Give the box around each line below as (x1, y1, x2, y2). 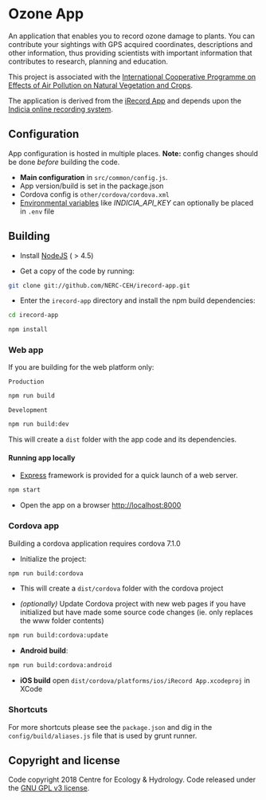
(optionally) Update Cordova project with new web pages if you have (19, 599, 246, 609)
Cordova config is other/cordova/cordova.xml (19, 189, 170, 199)
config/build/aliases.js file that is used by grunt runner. (8, 731, 198, 740)
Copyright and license (8, 754, 121, 767)
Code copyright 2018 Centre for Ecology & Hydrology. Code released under (8, 775, 256, 785)
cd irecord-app (8, 312, 59, 320)
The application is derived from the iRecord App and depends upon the (8, 96, 241, 105)
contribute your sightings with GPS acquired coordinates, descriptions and (8, 39, 253, 49)
